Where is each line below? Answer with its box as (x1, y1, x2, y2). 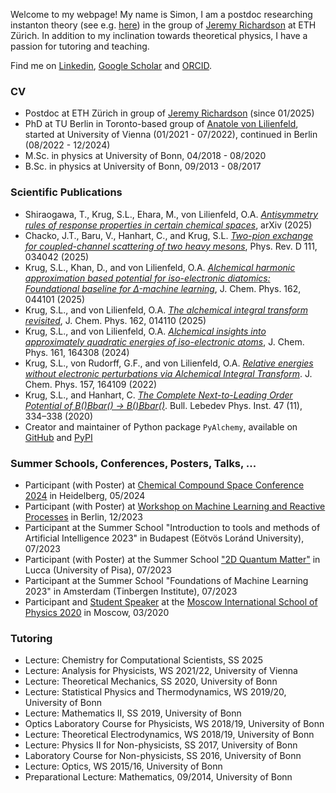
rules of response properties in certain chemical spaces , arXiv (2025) (24, 219, 313, 231)
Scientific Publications (10, 185, 123, 199)
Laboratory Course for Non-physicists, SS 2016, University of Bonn (24, 750, 302, 762)
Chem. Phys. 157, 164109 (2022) (24, 378, 158, 390)
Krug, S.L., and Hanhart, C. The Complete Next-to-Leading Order (24, 389, 293, 401)
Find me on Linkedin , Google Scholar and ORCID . (10, 60, 213, 71)
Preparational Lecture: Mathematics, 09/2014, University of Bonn (24, 771, 293, 783)
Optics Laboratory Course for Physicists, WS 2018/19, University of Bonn (24, 718, 325, 730)
